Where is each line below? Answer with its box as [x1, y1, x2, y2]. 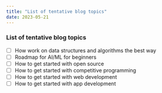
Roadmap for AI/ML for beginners [14, 54, 96, 61]
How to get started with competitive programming [14, 67, 137, 74]
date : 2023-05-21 [6, 14, 49, 20]
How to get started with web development [14, 74, 117, 81]
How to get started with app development [14, 80, 116, 87]
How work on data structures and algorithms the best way [14, 46, 157, 54]
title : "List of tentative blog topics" [6, 8, 108, 15]
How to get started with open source [14, 60, 105, 67]
